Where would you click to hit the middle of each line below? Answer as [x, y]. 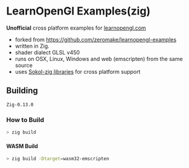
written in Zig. [32, 46]
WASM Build [22, 146]
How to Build [25, 120]
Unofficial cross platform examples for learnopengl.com [76, 28]
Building [22, 91]
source [24, 65]
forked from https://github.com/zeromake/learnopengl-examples [96, 39]
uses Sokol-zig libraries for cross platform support [78, 71]
